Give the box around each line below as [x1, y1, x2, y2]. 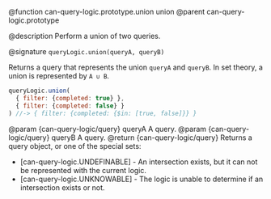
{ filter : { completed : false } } [15, 101, 125, 110]
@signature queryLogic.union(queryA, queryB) [8, 47, 165, 56]
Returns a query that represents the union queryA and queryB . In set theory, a [8, 62, 263, 72]
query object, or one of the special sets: [8, 141, 142, 150]
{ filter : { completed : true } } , [15, 94, 125, 102]
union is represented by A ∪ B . [8, 71, 110, 80]
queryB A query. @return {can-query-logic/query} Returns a [51, 133, 252, 142]
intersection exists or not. [19, 182, 105, 193]
